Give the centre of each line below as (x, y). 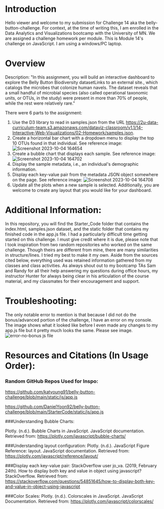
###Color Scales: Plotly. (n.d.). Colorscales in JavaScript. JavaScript (74, 496)
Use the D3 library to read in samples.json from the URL (68, 122)
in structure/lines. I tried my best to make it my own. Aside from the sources (82, 255)
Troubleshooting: (41, 301)
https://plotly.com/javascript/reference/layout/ (52, 456)
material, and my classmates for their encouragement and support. (72, 281)
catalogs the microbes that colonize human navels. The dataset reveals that (81, 88)
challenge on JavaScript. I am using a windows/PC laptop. (64, 43)
